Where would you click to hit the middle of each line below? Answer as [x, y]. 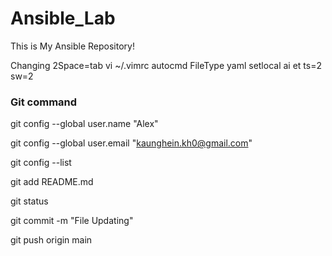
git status [29, 201]
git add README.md [52, 182]
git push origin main [51, 240]
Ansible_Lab [63, 18]
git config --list [41, 163]
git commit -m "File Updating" [72, 221]
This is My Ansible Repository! [72, 46]
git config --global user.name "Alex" [84, 124]
